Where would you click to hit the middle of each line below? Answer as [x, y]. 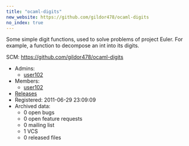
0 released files [42, 138]
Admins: [25, 69]
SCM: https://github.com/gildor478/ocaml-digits [65, 57]
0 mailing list [39, 125]
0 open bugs [39, 112]
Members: [27, 81]
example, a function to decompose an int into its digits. [73, 46]
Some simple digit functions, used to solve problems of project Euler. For [94, 40]
